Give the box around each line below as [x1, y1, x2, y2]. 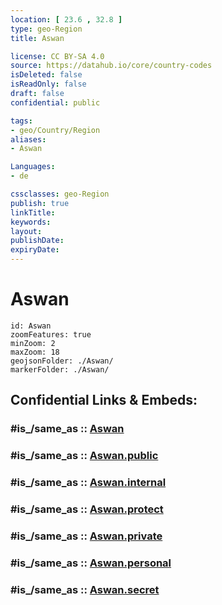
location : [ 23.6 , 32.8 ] [10, 14, 123, 25]
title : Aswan [10, 33, 65, 43]
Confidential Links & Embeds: [10, 392, 198, 409]
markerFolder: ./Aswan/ [10, 364, 110, 375]
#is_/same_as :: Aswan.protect [10, 502, 164, 516]
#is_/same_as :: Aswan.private [10, 529, 163, 543]
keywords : [10, 217, 52, 227]
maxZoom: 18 [10, 347, 60, 357]
